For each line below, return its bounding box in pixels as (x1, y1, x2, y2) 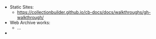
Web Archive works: (9, 19, 50, 25)
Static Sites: (9, 4, 34, 10)
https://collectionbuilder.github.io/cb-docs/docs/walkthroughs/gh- (17, 9, 151, 15)
